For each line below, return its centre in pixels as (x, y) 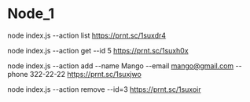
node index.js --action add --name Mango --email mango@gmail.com (121, 66)
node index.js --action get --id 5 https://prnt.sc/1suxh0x (98, 50)
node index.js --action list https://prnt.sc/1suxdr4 (87, 35)
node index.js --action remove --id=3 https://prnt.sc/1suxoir (104, 89)
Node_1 (31, 14)
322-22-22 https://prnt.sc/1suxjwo (86, 74)
